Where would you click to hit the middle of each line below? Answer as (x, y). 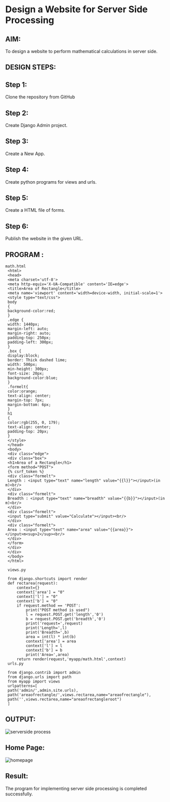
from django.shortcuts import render (47, 579)
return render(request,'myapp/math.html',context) (71, 659)
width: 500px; (22, 365)
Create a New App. (25, 154)
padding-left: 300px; (30, 342)
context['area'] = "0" (41, 592)
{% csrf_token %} (26, 472)
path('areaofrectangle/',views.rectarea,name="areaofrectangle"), (79, 695)
